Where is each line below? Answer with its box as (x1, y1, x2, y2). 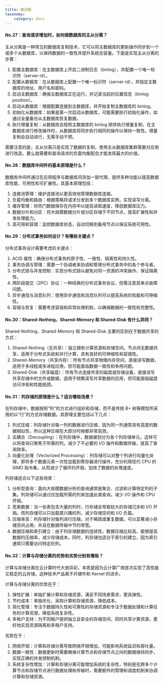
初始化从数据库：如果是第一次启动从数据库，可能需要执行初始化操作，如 (12, 109, 158, 115)
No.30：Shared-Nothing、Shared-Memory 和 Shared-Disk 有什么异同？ (5, 317, 153, 322)
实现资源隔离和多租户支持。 (20, 622, 77, 628)
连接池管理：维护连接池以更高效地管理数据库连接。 (12, 190, 115, 196)
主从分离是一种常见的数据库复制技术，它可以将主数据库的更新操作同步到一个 (5, 44, 159, 49)
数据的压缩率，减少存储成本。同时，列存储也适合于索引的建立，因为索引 (12, 534, 158, 541)
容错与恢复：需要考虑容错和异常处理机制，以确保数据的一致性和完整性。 (12, 304, 158, 310)
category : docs (14, 16, 45, 21)
